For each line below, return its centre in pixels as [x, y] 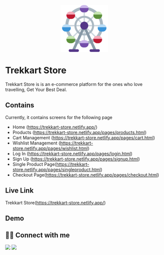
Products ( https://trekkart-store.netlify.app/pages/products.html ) [79, 132]
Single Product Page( [34, 164]
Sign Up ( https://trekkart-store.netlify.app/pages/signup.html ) [76, 159]
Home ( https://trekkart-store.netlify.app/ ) [55, 127]
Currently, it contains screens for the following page [59, 117]
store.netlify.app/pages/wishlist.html [50, 148]
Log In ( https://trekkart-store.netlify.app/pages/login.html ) [72, 153]
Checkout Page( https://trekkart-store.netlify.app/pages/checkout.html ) [86, 174]
